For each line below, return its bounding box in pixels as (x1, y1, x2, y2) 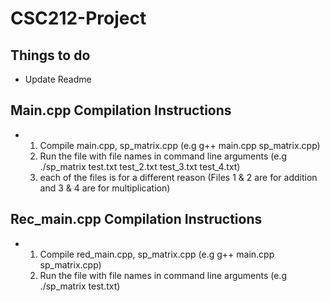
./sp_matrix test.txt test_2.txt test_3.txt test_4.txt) (39, 160, 241, 172)
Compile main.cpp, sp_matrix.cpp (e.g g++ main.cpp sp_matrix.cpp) (39, 139, 321, 151)
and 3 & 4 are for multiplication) (39, 182, 171, 194)
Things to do (10, 47, 91, 64)
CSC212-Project (10, 7, 147, 30)
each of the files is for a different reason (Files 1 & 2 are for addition (39, 171, 318, 183)
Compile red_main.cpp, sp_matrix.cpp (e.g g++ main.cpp (39, 248, 275, 260)
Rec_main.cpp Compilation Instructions (10, 211, 263, 228)
